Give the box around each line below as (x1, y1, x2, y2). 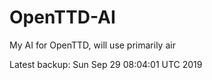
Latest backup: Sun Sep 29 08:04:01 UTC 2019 (9, 58, 203, 70)
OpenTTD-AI (9, 6, 116, 29)
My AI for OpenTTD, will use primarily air (9, 39, 176, 51)
